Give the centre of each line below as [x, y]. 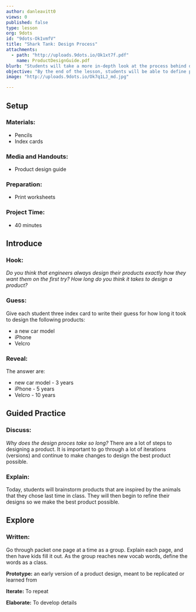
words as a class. [27, 562]
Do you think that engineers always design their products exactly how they [96, 273]
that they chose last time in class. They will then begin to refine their [88, 495]
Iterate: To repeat [27, 591]
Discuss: [19, 430]
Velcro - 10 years [35, 395]
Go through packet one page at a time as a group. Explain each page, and [94, 550]
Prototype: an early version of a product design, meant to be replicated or [95, 573]
